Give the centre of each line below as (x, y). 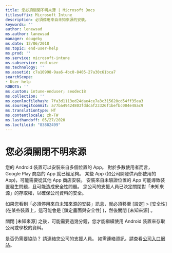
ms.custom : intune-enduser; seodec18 (46, 91)
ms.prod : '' (18, 53)
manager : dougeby (24, 39)
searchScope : (19, 77)
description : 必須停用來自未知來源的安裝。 (47, 20)
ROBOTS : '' (17, 86)
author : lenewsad (24, 29)
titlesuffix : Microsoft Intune (39, 15)
